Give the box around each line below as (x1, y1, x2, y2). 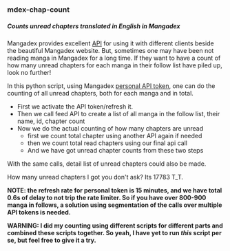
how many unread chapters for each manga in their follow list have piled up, (7, 61, 222, 69)
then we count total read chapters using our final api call (27, 139, 188, 147)
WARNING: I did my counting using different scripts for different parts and (7, 221, 224, 230)
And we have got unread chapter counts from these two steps (27, 146, 204, 154)
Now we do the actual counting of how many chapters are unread (17, 124, 204, 132)
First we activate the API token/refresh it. (17, 102, 134, 111)
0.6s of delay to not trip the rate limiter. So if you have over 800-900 (7, 193, 207, 201)
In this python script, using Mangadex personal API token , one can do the (7, 81, 216, 90)
